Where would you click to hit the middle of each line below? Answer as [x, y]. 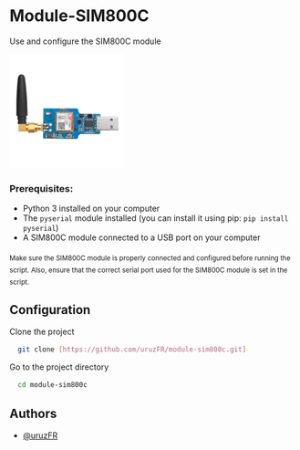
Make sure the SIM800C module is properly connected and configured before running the [150, 258]
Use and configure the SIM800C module [85, 41]
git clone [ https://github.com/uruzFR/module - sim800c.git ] [132, 350]
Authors [33, 413]
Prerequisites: [41, 188]
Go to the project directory [59, 367]
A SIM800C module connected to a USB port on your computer [141, 237]
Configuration [50, 310]
